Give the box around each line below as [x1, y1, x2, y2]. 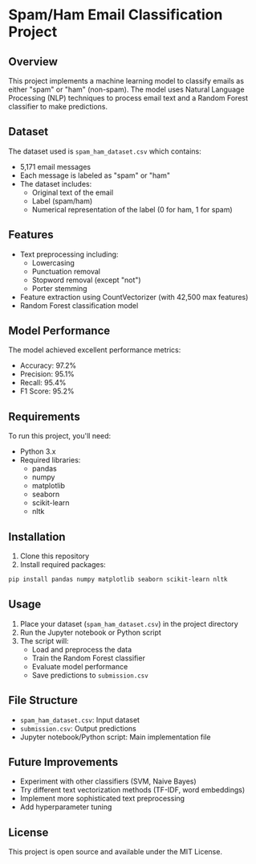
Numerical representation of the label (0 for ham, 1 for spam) [31, 204, 233, 214]
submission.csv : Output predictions [19, 723, 136, 733]
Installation [8, 529, 66, 544]
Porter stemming [31, 283, 87, 293]
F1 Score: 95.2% [19, 386, 75, 396]
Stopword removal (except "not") [31, 275, 142, 285]
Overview [8, 55, 59, 68]
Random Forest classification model [19, 300, 139, 311]
